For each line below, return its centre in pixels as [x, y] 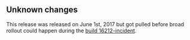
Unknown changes [42, 10]
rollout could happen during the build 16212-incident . [71, 30]
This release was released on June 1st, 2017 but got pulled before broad [95, 24]
